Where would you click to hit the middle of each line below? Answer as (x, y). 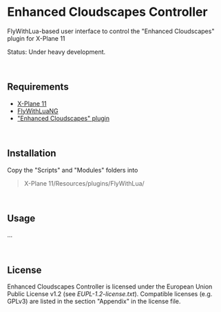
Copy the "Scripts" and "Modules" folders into (73, 170)
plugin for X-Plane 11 (36, 38)
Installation (32, 154)
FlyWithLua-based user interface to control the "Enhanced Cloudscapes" (111, 31)
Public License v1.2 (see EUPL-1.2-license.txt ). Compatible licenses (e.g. (110, 294)
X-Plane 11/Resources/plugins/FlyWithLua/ (84, 183)
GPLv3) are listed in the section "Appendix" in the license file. (94, 302)
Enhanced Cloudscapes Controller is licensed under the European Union (110, 286)
